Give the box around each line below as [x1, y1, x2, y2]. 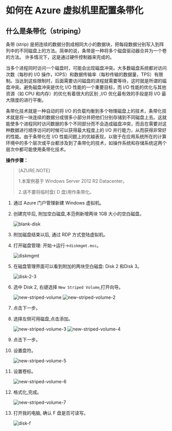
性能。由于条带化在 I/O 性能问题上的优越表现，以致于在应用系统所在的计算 [10, 134, 167, 139]
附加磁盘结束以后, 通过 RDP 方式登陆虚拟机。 [13, 232, 108, 237]
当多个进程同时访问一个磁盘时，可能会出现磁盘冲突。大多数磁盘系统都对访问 [6, 65, 167, 71]
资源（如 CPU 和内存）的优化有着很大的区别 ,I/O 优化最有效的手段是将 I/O [6, 91, 161, 96]
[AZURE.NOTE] [18, 168, 51, 173]
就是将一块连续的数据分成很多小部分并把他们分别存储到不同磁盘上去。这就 [10, 114, 167, 120]
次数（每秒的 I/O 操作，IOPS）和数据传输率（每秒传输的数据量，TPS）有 [6, 71, 159, 77]
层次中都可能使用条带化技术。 [6, 147, 68, 152]
